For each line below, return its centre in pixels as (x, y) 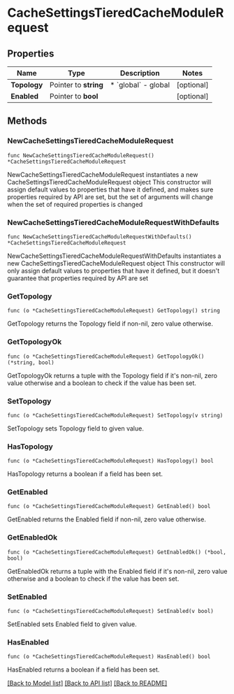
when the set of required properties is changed (75, 204)
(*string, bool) (31, 362)
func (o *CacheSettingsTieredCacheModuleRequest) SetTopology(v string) (115, 415)
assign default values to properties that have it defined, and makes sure (110, 189)
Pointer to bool (74, 96)
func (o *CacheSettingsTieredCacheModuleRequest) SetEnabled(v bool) (111, 612)
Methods (27, 121)
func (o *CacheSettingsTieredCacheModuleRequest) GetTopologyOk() (106, 356)
